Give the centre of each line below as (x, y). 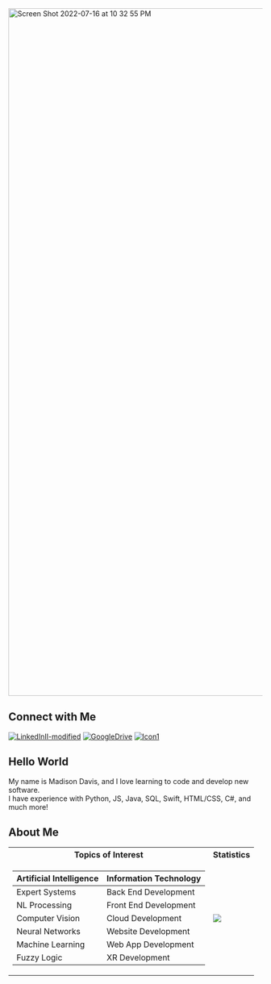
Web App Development (150, 944)
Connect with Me (52, 717)
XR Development (138, 957)
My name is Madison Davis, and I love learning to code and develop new (129, 781)
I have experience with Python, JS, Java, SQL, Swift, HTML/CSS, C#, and (130, 798)
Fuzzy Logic (40, 957)
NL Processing (44, 905)
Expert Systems (46, 892)
